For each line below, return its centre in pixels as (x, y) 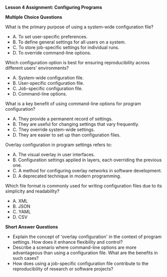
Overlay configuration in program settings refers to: (59, 145)
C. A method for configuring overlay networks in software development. (87, 171)
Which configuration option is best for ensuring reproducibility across (77, 62)
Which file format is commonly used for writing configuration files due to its (84, 186)
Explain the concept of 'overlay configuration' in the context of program (87, 237)
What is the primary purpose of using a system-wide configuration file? (79, 27)
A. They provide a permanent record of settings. (63, 119)
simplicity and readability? (32, 191)
